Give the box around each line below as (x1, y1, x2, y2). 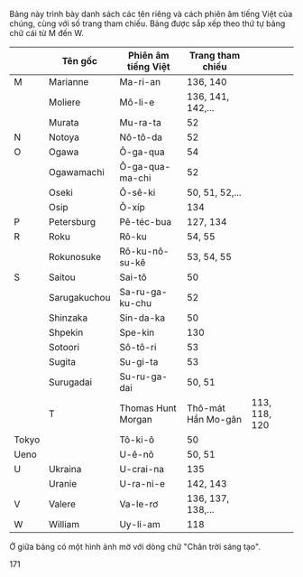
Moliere (48, 96, 81, 108)
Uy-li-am (119, 518, 161, 530)
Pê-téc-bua (119, 216, 172, 228)
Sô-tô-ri (119, 341, 157, 353)
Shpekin (48, 326, 84, 339)
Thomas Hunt (119, 402, 178, 414)
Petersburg (48, 216, 96, 228)
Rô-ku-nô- (119, 245, 170, 257)
